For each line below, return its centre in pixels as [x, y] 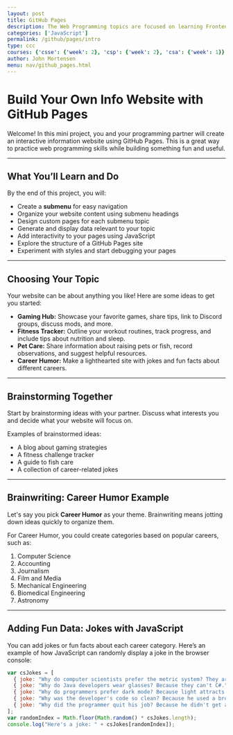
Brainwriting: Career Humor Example [88, 498]
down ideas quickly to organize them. [61, 521]
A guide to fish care [45, 462]
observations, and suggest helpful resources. [82, 354]
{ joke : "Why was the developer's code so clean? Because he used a [114, 699]
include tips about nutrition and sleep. [71, 339]
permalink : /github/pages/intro [54, 40]
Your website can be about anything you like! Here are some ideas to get [111, 296]
